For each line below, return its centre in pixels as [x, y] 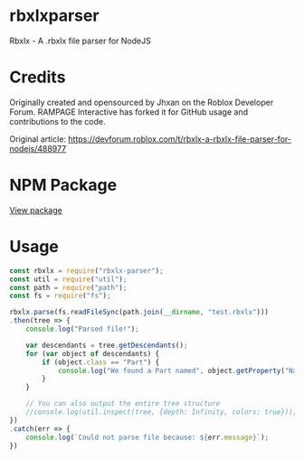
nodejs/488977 [38, 148]
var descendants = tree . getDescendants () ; [107, 345]
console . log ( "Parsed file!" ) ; [83, 329]
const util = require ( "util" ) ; [68, 279]
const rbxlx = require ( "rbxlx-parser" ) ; [87, 271]
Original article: [38, 139]
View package [36, 210]
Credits [38, 77]
